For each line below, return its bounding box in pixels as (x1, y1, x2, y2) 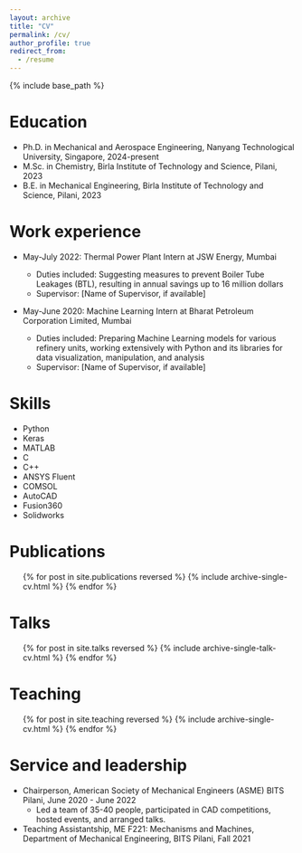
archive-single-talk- (202, 642, 277, 653)
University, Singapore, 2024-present (22, 151, 160, 162)
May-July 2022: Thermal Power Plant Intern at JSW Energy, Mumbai (22, 251, 278, 262)
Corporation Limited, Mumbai (22, 315, 132, 326)
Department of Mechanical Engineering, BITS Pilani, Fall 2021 (22, 833, 251, 844)
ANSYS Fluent (22, 471, 76, 482)
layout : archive (9, 13, 71, 23)
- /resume (17, 55, 54, 64)
